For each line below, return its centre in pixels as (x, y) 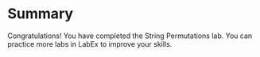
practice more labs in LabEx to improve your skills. (90, 44)
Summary (40, 14)
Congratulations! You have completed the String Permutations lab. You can (130, 36)
